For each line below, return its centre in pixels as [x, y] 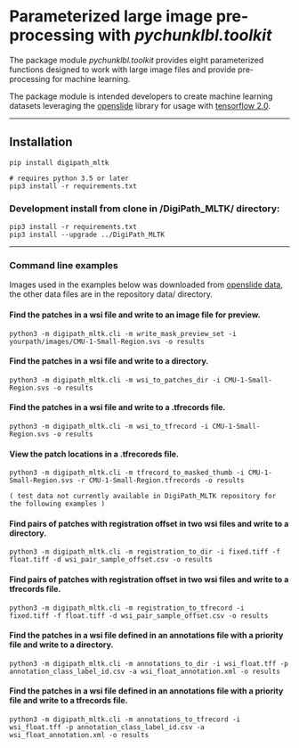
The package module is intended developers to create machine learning [141, 96]
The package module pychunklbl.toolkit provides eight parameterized [137, 60]
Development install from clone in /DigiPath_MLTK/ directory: [145, 209]
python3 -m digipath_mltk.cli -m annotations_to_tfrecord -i [125, 719]
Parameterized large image [111, 16]
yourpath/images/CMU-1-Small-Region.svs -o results [107, 341]
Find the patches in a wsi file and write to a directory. [109, 361]
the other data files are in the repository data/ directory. [111, 294]
